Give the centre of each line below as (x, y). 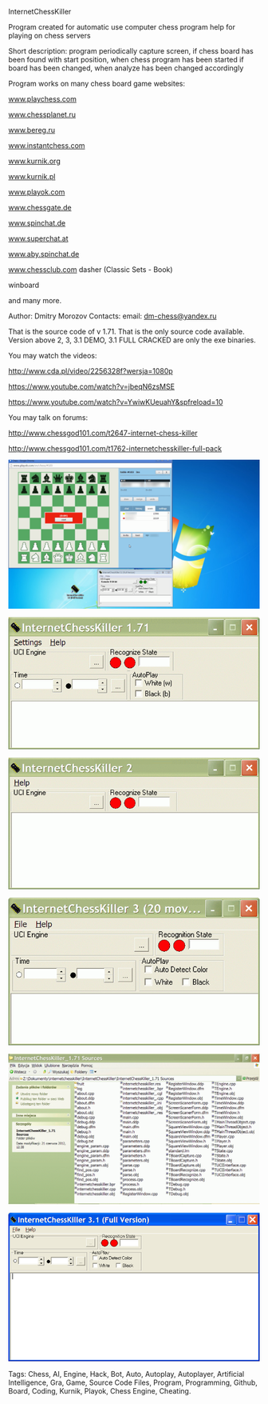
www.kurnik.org (35, 161)
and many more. (35, 300)
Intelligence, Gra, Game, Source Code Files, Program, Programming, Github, (133, 1382)
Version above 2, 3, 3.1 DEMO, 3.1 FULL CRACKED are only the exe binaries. (132, 340)
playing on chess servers (49, 36)
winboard (24, 285)
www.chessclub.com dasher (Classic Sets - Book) (91, 270)
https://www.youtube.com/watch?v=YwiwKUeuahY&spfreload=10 (116, 402)
